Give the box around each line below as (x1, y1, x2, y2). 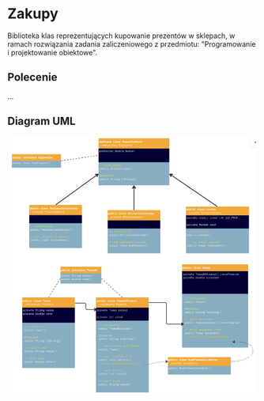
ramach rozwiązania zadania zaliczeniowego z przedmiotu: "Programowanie (7, 39, 256, 48)
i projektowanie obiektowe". (7, 47, 98, 57)
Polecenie (7, 70, 58, 84)
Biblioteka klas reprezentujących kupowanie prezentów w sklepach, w (7, 31, 236, 40)
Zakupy (7, 5, 58, 23)
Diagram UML (7, 115, 76, 128)
